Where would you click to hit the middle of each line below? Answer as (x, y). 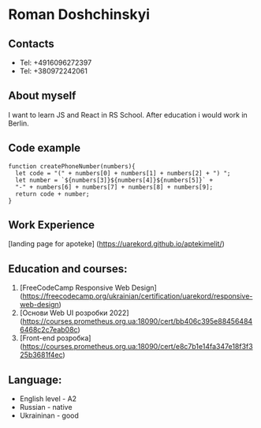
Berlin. (19, 123)
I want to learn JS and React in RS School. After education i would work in (128, 115)
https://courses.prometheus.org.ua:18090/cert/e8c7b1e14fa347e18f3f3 (138, 347)
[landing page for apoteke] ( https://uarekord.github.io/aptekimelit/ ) (116, 244)
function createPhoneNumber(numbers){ (72, 166)
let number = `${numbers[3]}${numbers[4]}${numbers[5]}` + (114, 180)
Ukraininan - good (49, 415)
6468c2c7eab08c (48, 330)
